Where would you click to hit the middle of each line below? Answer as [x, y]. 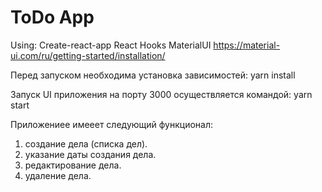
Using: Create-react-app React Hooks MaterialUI [111, 45]
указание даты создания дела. [90, 154]
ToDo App [52, 17]
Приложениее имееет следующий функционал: [112, 124]
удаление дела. [58, 175]
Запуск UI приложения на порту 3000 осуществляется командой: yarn [161, 94]
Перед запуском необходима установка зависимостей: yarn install [153, 75]
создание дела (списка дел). [86, 143]
